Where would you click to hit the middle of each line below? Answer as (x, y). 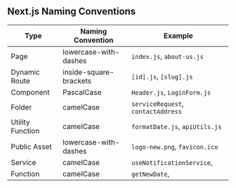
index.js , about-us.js (167, 56)
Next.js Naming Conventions (72, 12)
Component (31, 92)
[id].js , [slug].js (162, 76)
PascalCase (82, 92)
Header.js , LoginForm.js (171, 92)
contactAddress (157, 111)
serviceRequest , (157, 103)
